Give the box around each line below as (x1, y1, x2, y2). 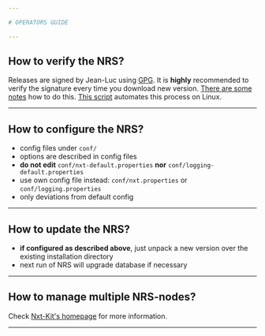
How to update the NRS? (8, 222, 130, 236)
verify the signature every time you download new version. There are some (8, 84, 252, 93)
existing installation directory (19, 252, 114, 261)
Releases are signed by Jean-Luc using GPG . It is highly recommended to (8, 76, 249, 85)
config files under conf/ (19, 144, 97, 153)
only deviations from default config (19, 192, 134, 202)
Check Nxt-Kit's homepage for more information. (8, 311, 168, 320)
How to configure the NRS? (8, 122, 144, 136)
